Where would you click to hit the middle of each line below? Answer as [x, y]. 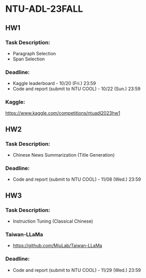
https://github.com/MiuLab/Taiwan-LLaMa [57, 246]
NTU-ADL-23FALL [44, 9]
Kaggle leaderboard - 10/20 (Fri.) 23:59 [54, 83]
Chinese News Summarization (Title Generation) [64, 155]
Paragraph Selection [34, 53]
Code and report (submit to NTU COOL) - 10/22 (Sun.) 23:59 [77, 89]
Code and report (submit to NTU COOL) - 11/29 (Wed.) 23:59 [77, 270]
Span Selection [29, 59]
